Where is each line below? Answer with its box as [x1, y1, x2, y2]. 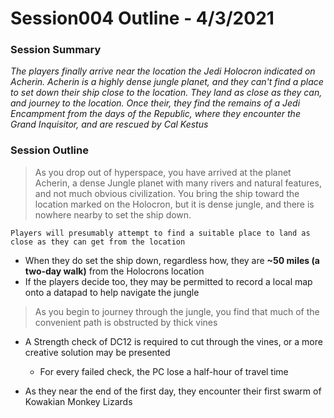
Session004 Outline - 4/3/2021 [10, 7, 275, 30]
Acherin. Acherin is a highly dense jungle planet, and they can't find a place [10, 76, 324, 88]
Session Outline [10, 143, 89, 157]
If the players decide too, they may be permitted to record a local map [24, 275, 313, 287]
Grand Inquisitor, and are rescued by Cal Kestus [10, 118, 209, 131]
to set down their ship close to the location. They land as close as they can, [10, 87, 323, 99]
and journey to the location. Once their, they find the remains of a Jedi [10, 97, 301, 109]
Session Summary [10, 43, 102, 57]
